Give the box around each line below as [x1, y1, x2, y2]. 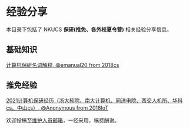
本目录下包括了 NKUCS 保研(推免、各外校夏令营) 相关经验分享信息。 [6, 26, 172, 33]
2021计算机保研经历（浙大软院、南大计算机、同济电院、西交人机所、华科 [6, 97, 183, 104]
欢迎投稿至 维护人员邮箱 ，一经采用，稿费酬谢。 [6, 117, 120, 124]
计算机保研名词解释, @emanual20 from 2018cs [6, 61, 120, 68]
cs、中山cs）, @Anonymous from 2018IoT [6, 104, 109, 111]
